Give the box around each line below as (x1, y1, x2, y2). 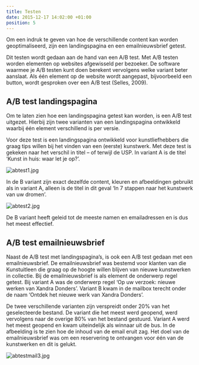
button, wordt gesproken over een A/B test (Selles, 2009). (6, 79, 149, 86)
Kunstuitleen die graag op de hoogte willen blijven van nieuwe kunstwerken (6, 266, 191, 273)
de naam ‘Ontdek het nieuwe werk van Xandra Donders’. (6, 291, 144, 298)
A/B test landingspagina (6, 96, 98, 106)
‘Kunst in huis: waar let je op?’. (6, 155, 80, 162)
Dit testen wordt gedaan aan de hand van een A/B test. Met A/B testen (6, 54, 178, 61)
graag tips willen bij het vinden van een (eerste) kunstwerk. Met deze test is (6, 143, 192, 150)
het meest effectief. (6, 221, 54, 228)
